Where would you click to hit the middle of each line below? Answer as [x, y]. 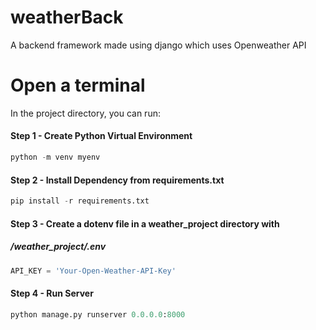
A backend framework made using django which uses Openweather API [158, 45]
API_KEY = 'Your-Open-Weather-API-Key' [93, 271]
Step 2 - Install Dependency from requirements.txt [117, 180]
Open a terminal [78, 85]
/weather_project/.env [58, 247]
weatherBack [67, 17]
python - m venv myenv [55, 157]
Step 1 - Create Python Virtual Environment [101, 136]
